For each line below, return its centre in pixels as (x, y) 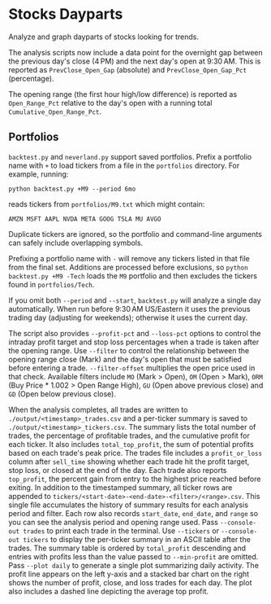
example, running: (39, 174)
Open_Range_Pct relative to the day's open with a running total (110, 103)
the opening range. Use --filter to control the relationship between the (129, 350)
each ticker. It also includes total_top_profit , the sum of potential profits (131, 444)
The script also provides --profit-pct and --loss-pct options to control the (135, 333)
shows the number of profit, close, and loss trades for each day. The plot (130, 582)
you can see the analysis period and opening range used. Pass (114, 522)
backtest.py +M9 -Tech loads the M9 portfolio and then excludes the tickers (133, 276)
